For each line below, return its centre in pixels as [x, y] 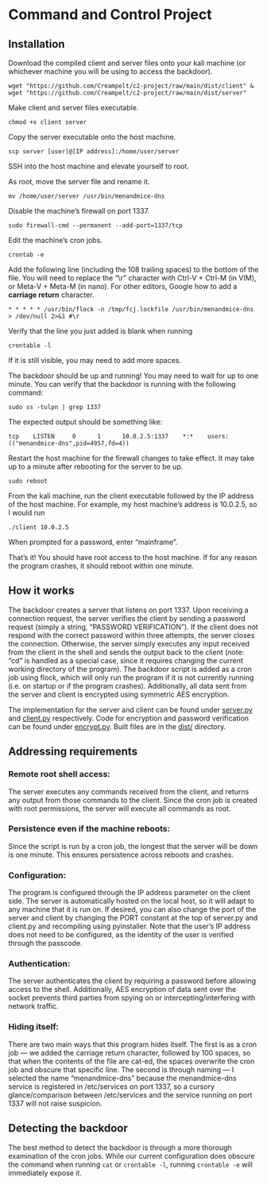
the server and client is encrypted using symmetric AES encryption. [119, 694]
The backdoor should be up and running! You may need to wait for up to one [133, 376]
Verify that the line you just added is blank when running [101, 331]
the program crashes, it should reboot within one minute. [101, 566]
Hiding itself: [34, 1027]
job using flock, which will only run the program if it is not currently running [131, 677]
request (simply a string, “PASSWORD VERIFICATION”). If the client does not [133, 627]
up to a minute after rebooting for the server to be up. [96, 467]
